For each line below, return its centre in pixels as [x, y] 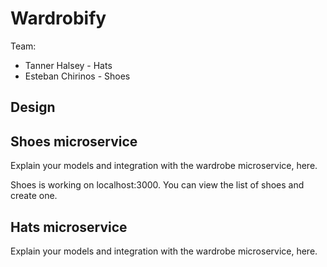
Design [33, 107]
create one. [34, 196]
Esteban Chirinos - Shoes [77, 76]
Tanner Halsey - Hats [68, 65]
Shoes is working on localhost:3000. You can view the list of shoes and [157, 185]
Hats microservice [69, 227]
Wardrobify [58, 18]
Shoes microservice [74, 141]
